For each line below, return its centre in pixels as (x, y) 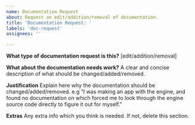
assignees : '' (24, 34)
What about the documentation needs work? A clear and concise (88, 68)
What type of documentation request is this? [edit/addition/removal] (92, 56)
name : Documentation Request (42, 12)
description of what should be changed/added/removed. (76, 74)
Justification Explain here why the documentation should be (81, 85)
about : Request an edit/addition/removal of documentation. (83, 17)
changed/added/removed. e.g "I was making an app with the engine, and (96, 92)
